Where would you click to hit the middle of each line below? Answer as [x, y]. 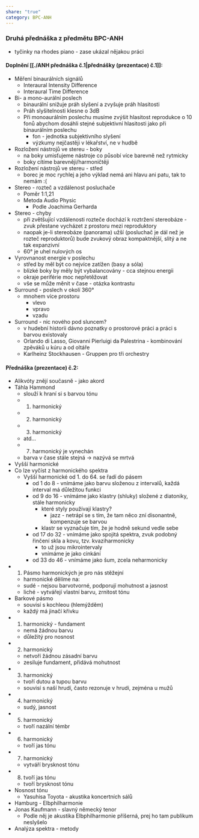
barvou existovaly [45, 334]
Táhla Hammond [35, 387]
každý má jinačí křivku [51, 611]
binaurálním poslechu [50, 130]
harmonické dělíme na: [52, 579]
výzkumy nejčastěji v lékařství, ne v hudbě [85, 143]
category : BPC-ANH [29, 17]
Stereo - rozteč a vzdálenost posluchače [65, 188]
